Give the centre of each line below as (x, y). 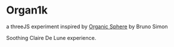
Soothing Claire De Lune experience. (51, 38)
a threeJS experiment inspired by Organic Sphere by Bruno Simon (87, 26)
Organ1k (27, 10)
